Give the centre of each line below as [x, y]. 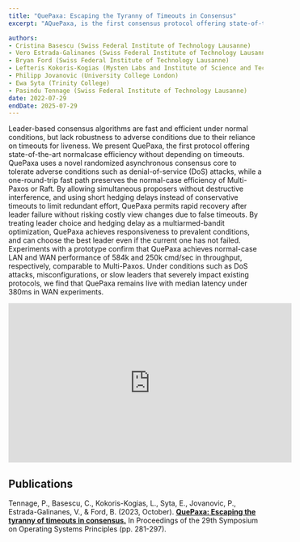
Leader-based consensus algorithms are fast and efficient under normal [128, 129]
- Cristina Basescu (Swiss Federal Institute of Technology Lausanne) [130, 45]
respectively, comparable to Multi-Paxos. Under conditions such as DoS [128, 266]
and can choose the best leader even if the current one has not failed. [125, 240]
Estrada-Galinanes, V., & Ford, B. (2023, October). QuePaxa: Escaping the [132, 512]
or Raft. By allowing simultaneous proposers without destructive [137, 189]
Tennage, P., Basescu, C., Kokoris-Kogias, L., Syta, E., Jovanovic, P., [123, 503]
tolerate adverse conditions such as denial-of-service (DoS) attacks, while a [135, 171]
